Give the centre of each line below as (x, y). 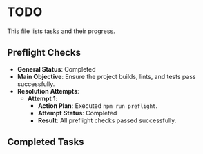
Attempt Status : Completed (77, 113)
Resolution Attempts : (48, 91)
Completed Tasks (46, 142)
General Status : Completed (56, 69)
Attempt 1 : (42, 98)
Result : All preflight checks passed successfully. (107, 120)
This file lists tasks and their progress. (61, 31)
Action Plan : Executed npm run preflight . (98, 106)
